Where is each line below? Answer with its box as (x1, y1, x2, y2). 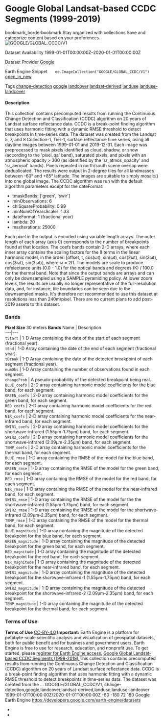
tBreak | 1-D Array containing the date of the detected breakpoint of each (5, 356, 153, 362)
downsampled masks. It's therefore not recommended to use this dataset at (5, 291, 158, 297)
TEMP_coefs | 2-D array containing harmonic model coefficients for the (5, 445, 146, 450)
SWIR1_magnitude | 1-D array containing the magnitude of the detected (5, 570, 145, 575)
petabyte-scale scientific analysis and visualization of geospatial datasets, (5, 634, 155, 640)
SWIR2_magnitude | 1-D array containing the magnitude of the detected (5, 585, 145, 591)
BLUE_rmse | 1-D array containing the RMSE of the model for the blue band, (5, 455, 154, 461)
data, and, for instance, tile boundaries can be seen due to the (5, 286, 131, 292)
